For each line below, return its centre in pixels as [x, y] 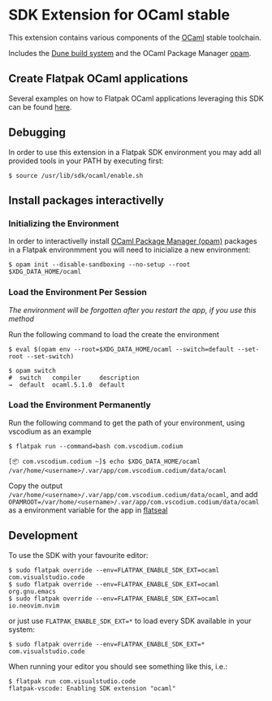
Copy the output [36, 486]
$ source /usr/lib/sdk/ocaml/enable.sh [76, 175]
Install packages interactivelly [86, 200]
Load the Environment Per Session [78, 292]
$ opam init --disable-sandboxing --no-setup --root [99, 265]
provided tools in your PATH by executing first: [86, 161]
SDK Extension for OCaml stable [119, 15]
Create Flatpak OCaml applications [98, 79]
